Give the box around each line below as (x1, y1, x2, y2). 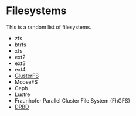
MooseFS (14, 78, 38, 86)
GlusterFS (14, 72, 39, 79)
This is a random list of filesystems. (6, 23, 92, 30)
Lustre (14, 91, 30, 98)
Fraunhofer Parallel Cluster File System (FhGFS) (14, 97, 131, 104)
